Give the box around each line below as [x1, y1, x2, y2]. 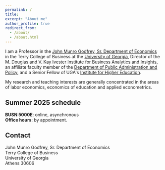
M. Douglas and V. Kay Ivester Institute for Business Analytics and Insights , [5, 59, 158, 65]
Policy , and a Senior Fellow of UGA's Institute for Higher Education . [5, 69, 142, 75]
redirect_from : [5, 26, 37, 31]
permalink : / [5, 7, 32, 12]
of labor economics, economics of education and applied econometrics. [5, 84, 153, 90]
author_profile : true [5, 21, 50, 26]
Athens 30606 [5, 160, 35, 166]
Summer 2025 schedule [5, 98, 81, 107]
